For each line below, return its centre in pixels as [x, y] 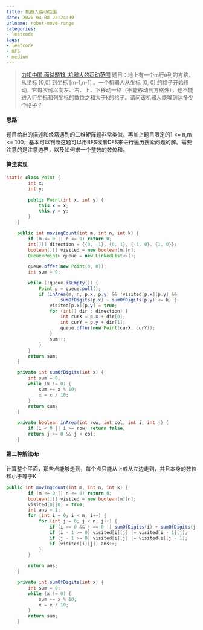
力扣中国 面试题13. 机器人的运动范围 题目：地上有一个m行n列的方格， [108, 75]
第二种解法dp [23, 454]
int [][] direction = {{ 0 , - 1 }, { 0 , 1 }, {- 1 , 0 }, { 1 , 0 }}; [102, 244]
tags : [13, 40]
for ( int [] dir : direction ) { [89, 311]
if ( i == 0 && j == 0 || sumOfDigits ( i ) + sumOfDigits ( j [123, 527]
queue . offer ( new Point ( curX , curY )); [108, 328]
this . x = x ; [53, 205]
